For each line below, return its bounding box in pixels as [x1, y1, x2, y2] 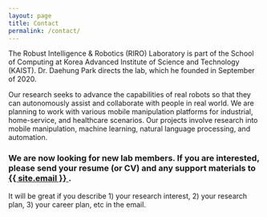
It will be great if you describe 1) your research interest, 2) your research [8, 190, 248, 201]
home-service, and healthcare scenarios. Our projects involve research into [8, 116, 258, 125]
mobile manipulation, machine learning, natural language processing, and [8, 124, 251, 133]
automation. [8, 133, 48, 142]
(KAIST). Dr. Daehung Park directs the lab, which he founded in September [8, 66, 255, 76]
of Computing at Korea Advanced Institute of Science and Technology [8, 57, 240, 67]
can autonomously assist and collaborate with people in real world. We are [8, 98, 254, 108]
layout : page [8, 11, 52, 20]
